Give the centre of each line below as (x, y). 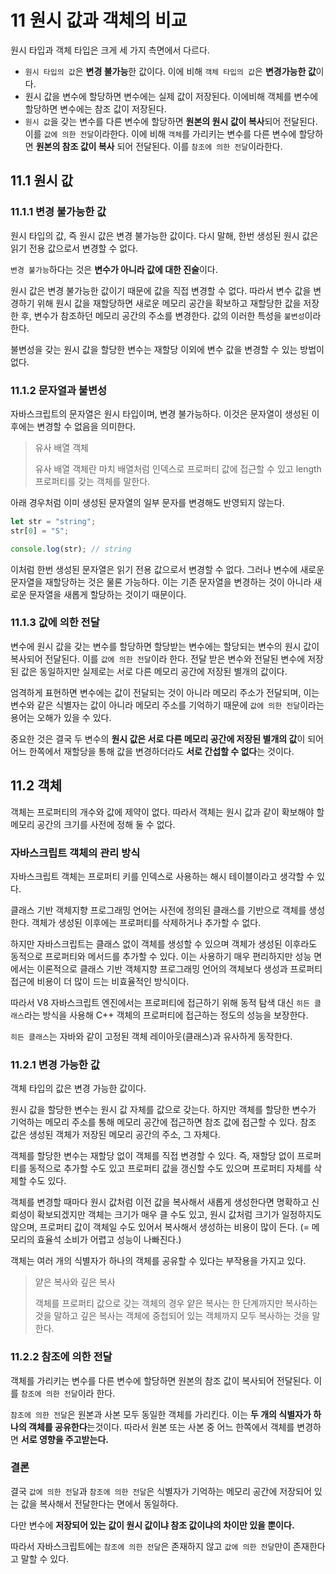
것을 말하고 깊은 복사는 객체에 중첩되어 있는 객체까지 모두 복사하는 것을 (172, 1316)
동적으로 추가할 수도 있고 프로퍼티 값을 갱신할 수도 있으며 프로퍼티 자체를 (170, 1168)
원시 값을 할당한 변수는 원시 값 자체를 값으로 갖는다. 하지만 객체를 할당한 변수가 (163, 1110)
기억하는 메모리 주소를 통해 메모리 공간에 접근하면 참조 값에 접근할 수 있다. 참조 (163, 1122)
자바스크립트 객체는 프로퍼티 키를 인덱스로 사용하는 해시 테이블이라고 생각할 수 (162, 876)
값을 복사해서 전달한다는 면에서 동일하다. (99, 1503)
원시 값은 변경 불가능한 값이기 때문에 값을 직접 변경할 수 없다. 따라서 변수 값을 (161, 290)
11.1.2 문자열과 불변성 (59, 390)
